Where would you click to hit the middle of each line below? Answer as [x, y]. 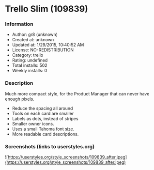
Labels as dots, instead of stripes [45, 118]
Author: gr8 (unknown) [35, 34]
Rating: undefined [30, 60]
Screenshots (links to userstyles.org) [50, 146]
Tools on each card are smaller [43, 113]
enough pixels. [20, 99]
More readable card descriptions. [45, 134]
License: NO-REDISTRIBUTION [43, 50]
